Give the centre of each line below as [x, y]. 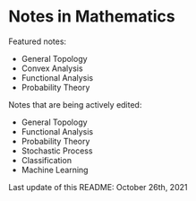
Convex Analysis [52, 68]
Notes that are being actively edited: [75, 104]
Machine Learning [55, 170]
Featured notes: [38, 41]
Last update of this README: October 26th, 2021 [98, 187]
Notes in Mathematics [92, 17]
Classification [47, 160]
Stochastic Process [57, 151]
